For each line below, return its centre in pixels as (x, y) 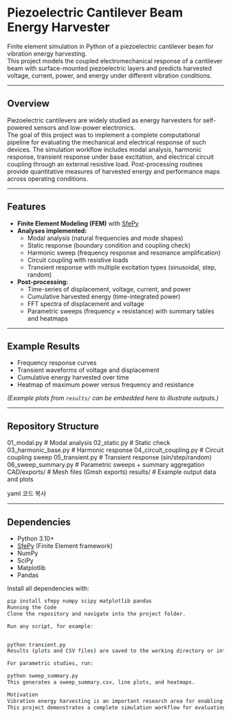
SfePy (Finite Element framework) (65, 546)
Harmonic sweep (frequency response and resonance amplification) (124, 252)
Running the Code (32, 607)
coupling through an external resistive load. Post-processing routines (105, 164)
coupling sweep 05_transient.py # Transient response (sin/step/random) (109, 457)
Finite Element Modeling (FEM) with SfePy (78, 223)
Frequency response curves (57, 363)
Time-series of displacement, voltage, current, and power (109, 289)
